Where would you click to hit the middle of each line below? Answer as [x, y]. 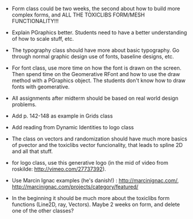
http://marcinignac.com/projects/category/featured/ [75, 187]
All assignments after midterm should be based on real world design [95, 98]
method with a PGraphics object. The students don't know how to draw [99, 80]
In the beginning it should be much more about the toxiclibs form [91, 198]
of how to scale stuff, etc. [43, 39]
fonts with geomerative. [41, 87]
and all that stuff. [32, 151]
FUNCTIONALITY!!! [35, 21]
